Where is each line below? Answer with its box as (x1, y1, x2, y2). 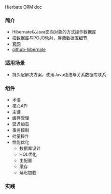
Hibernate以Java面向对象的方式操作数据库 (12, 29, 97, 35)
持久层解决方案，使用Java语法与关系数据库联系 (12, 71, 107, 77)
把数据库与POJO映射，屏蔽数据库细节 (12, 35, 88, 41)
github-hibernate (12, 47, 46, 52)
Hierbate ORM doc (5, 4, 42, 10)
